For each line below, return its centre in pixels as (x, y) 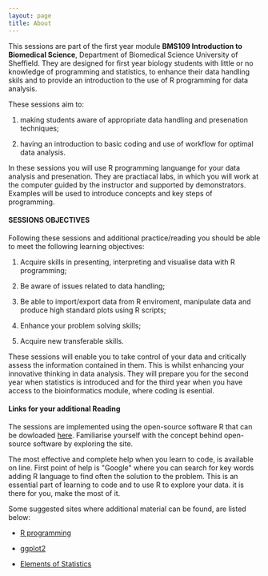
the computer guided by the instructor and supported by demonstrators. (127, 184)
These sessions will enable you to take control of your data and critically (127, 356)
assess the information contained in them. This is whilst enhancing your (126, 365)
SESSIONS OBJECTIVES (49, 220)
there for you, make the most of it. (64, 493)
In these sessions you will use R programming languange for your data (124, 167)
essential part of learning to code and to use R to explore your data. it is (126, 485)
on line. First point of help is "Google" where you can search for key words (131, 467)
